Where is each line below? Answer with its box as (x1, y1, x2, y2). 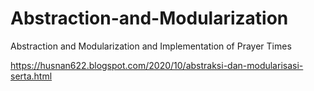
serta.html (10, 70, 53, 82)
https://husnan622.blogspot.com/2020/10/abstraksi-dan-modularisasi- (10, 59, 304, 71)
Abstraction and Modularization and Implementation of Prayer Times (10, 40, 292, 52)
